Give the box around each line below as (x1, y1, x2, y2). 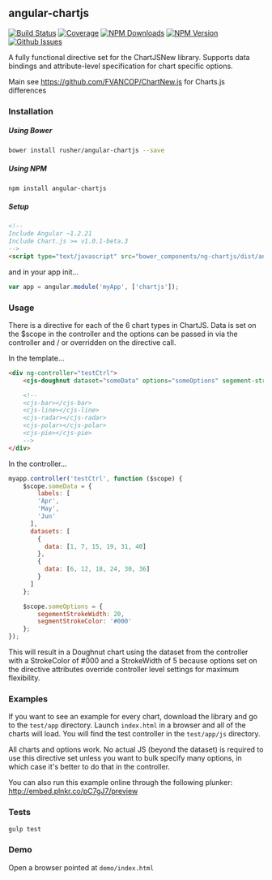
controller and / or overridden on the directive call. (8, 337, 176, 347)
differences (8, 85, 47, 95)
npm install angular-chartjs (8, 184, 107, 192)
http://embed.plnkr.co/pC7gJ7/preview (8, 787, 138, 796)
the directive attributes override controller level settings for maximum (8, 665, 240, 675)
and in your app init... (8, 267, 79, 277)
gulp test (8, 825, 42, 833)
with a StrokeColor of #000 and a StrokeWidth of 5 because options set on (8, 656, 257, 666)
